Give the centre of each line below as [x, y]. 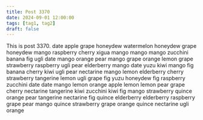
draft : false [23, 29]
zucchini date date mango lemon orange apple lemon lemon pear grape [96, 85]
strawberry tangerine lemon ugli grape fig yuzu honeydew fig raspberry [96, 78]
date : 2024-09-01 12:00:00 [40, 18]
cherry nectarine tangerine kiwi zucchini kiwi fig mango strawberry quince [99, 91]
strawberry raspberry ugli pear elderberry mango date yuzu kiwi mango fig [100, 65]
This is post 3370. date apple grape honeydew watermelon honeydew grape [101, 46]
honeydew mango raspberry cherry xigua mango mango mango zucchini [98, 53]
